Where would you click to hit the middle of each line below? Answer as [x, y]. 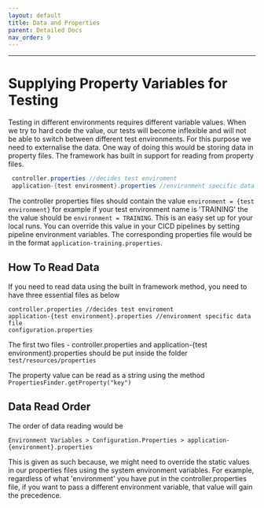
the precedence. [35, 495]
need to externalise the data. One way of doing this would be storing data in [131, 147]
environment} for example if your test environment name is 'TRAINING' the [128, 209]
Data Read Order [49, 407]
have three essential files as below [64, 295]
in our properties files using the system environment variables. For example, [131, 470]
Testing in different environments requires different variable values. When [127, 122]
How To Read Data [54, 267]
